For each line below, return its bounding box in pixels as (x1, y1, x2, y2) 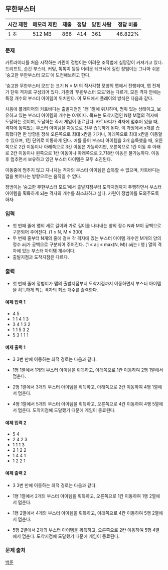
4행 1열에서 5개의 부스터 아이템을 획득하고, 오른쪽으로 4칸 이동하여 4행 (12, 401, 151, 407)
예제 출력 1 (5, 344, 26, 350)
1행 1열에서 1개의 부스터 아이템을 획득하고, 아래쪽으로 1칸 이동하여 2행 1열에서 (12, 367, 163, 373)
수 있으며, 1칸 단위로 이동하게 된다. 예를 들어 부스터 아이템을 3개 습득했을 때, (5, 137, 154, 143)
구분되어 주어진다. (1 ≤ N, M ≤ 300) (12, 229, 83, 235)
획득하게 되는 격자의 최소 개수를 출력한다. (18, 286, 99, 293)
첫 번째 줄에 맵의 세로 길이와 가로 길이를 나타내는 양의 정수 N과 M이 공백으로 (12, 223, 161, 229)
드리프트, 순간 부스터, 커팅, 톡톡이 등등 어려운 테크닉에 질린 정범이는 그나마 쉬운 (5, 66, 160, 72)
